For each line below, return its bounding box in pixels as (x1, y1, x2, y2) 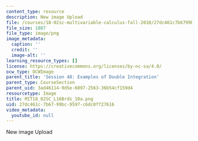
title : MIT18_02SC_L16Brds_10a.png (6, 96, 94, 102)
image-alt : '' (11, 52, 46, 58)
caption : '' (11, 42, 41, 48)
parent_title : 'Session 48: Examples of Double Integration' (6, 74, 160, 80)
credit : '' (11, 47, 38, 53)
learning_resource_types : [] (6, 58, 78, 63)
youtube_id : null (11, 112, 54, 118)
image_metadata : (6, 36, 46, 42)
